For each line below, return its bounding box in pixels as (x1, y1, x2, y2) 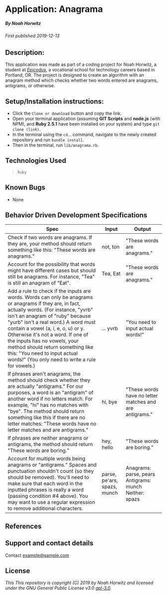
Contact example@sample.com (5, 552, 70, 558)
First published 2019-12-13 (5, 33, 60, 39)
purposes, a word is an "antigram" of (7, 389, 93, 396)
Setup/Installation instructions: (5, 97, 104, 106)
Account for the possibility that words (7, 261, 95, 268)
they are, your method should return (7, 240, 92, 247)
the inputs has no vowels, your (7, 337, 79, 344)
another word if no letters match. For (7, 395, 93, 402)
